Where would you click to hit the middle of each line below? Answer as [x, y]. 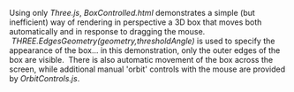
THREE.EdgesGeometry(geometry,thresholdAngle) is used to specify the [143, 41]
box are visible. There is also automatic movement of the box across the [141, 60]
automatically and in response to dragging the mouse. [107, 31]
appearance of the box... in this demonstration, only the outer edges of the [145, 50]
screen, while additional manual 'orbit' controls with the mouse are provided [147, 69]
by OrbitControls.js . [45, 78]
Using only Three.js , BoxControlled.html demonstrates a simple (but [132, 13]
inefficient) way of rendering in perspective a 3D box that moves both [136, 22]
